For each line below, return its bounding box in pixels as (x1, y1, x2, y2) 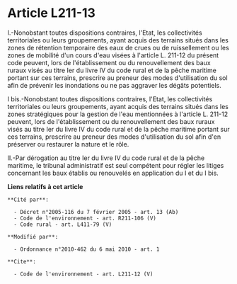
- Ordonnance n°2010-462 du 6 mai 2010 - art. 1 (13, 246, 160, 253)
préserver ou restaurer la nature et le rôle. (7, 140, 129, 148)
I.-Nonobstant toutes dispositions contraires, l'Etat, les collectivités (7, 28, 203, 37)
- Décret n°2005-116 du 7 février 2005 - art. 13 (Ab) (13, 208, 179, 215)
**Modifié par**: (7, 233, 59, 240)
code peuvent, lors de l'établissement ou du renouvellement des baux (7, 58, 211, 67)
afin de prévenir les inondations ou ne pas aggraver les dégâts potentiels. (7, 81, 221, 89)
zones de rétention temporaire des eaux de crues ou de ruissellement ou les (7, 43, 230, 52)
